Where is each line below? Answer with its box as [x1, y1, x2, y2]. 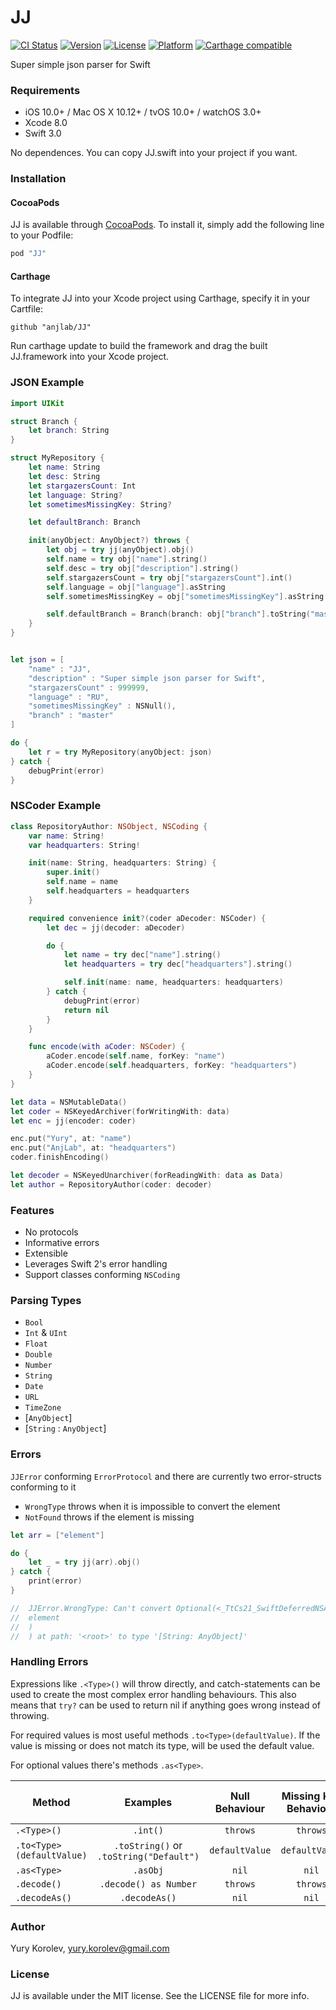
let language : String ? [28, 490, 123, 500]
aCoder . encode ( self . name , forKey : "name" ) [46, 1051, 226, 1061]
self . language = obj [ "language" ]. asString [46, 582, 226, 592]
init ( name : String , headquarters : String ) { [28, 858, 217, 868]
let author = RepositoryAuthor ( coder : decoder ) [10, 1179, 213, 1190]
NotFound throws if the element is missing [24, 1511, 195, 1523]
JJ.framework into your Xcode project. [10, 351, 170, 363]
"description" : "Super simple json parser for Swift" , [28, 673, 267, 683]
